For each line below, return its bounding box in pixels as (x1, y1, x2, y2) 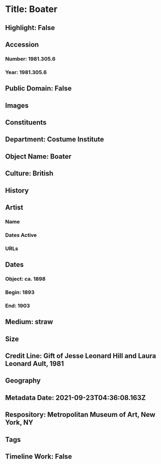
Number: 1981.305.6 (5, 55, 56, 62)
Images (5, 101, 29, 109)
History (5, 186, 29, 194)
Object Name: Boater (5, 152, 72, 160)
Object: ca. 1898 (5, 275, 46, 282)
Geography (5, 376, 41, 385)
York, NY (5, 418, 33, 427)
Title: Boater (5, 3, 58, 15)
